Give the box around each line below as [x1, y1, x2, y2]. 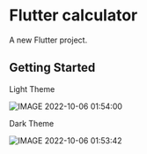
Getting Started [9, 60, 96, 75]
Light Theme [9, 83, 55, 94]
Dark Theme [9, 118, 55, 128]
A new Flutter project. [9, 35, 88, 45]
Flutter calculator [9, 5, 138, 26]
